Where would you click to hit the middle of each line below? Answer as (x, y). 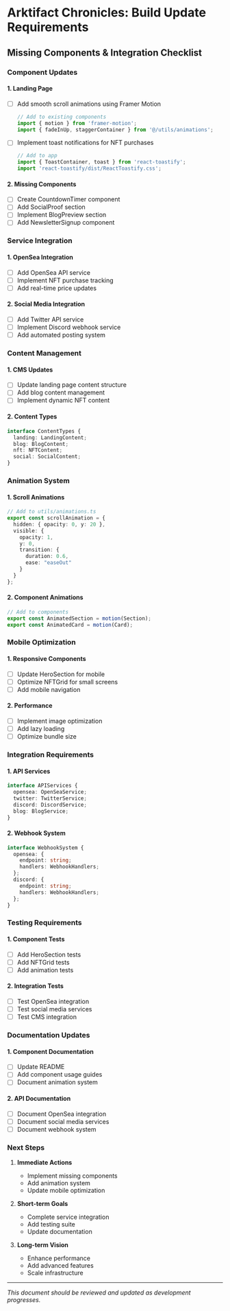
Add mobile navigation (49, 689)
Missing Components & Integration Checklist (104, 53)
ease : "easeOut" (48, 563)
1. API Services (29, 771)
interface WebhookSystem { (46, 848)
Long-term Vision (42, 1245)
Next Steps (26, 1147)
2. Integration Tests (35, 986)
